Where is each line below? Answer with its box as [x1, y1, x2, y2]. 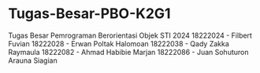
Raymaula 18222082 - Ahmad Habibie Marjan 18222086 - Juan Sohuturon [8, 47, 249, 57]
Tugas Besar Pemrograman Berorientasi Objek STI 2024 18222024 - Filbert [8, 31, 252, 40]
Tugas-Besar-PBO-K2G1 [8, 5, 171, 23]
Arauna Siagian [8, 56, 58, 65]
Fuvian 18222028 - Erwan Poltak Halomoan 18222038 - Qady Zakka [8, 38, 230, 48]
